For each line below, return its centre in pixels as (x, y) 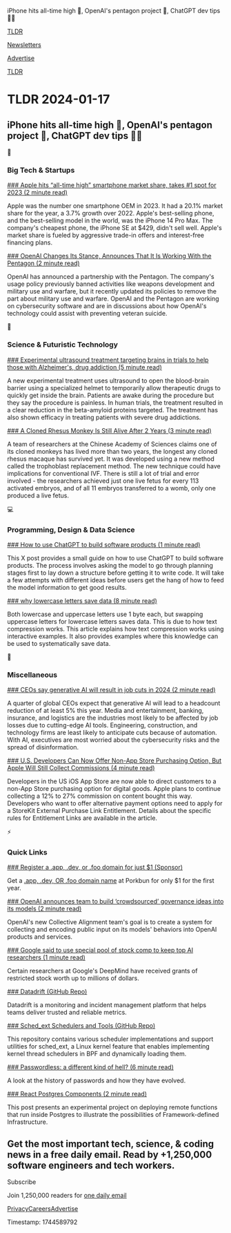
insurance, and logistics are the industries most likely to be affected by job (113, 718)
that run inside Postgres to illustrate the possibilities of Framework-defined (113, 1115)
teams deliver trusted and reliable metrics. (67, 1013)
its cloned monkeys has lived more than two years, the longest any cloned (112, 451)
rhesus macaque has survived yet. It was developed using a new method (111, 459)
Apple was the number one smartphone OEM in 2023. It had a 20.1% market (115, 206)
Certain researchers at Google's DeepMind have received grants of (102, 971)
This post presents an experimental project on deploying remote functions (112, 1107)
